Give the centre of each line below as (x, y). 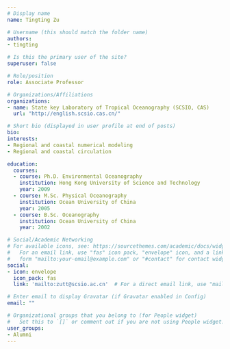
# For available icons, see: (49, 246)
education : (23, 164)
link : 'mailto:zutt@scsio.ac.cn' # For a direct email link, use (110, 285)
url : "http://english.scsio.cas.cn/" (67, 114)
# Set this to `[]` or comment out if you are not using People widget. (116, 322)
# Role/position (30, 76)
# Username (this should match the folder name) (78, 32)
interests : (23, 139)
